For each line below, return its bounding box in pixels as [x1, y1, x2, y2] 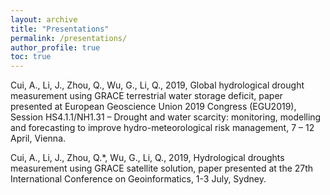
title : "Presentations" [10, 24, 110, 34]
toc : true [10, 52, 52, 62]
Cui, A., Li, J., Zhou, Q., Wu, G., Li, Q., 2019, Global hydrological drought [10, 79, 305, 91]
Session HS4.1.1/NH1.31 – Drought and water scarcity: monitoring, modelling [10, 111, 322, 123]
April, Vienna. [10, 132, 67, 145]
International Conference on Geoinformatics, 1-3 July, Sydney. [10, 173, 267, 185]
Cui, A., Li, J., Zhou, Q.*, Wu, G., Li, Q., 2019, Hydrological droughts [10, 152, 285, 164]
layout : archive [10, 14, 78, 25]
